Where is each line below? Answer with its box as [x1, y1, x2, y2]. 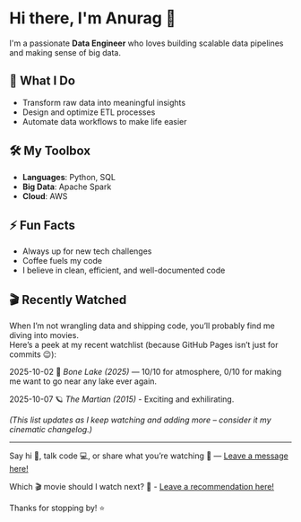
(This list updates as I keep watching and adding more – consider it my [9, 414, 271, 425]
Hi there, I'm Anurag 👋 [9, 8, 176, 29]
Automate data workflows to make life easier [21, 116, 187, 126]
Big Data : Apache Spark [21, 181, 112, 192]
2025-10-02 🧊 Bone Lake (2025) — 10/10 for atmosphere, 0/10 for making [9, 367, 282, 378]
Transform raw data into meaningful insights [21, 97, 186, 108]
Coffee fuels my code [21, 256, 103, 266]
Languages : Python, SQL [21, 171, 116, 182]
